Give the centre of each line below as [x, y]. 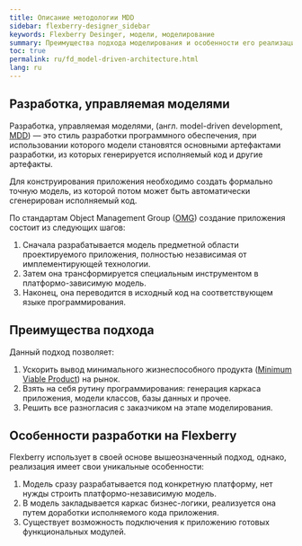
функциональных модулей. [74, 532]
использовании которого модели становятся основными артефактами [145, 145]
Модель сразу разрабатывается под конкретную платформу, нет [147, 484]
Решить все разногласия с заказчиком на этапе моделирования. [147, 407]
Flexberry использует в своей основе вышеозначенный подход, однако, [148, 457]
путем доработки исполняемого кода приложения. [120, 513]
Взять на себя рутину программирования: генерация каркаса [142, 388]
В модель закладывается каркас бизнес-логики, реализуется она [149, 503]
